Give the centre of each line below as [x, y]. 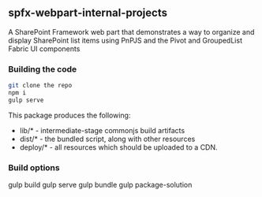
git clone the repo [40, 86]
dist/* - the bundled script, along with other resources [107, 139]
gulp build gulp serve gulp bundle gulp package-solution [100, 185]
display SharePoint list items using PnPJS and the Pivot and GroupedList [125, 40]
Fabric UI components [44, 48]
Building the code [43, 69]
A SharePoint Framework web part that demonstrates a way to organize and [131, 32]
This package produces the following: [69, 115]
